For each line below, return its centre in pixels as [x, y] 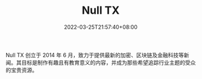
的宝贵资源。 [21, 70]
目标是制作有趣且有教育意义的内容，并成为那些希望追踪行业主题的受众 [109, 62]
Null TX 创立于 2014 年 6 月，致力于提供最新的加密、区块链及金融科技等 [95, 55]
